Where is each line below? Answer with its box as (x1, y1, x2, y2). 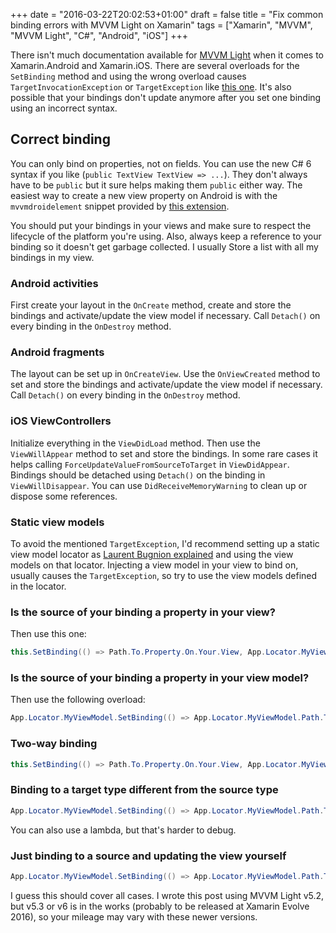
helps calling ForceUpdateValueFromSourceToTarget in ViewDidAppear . (10, 458, 290, 470)
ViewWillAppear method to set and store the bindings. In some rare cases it (10, 447, 318, 459)
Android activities (10, 276, 99, 290)
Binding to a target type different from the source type (10, 783, 279, 797)
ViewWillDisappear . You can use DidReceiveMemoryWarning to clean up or (10, 479, 308, 491)
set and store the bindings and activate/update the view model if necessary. (10, 379, 323, 391)
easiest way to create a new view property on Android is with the (10, 189, 278, 201)
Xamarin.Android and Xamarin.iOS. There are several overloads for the (10, 60, 300, 71)
